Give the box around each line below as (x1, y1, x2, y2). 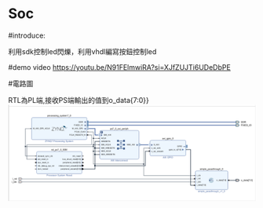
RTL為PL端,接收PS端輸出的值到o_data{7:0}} (8, 95, 149, 104)
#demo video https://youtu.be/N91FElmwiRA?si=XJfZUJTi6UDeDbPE (8, 62, 232, 71)
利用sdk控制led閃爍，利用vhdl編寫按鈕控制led (8, 46, 157, 56)
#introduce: (8, 31, 46, 40)
